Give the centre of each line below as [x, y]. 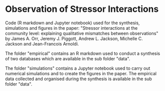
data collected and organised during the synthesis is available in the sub [79, 79]
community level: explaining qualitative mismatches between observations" [82, 33]
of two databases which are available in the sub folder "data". [68, 58]
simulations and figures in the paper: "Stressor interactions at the [71, 28]
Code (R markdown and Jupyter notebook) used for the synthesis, [72, 23]
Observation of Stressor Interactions [82, 9]
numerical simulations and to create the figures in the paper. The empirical [81, 73]
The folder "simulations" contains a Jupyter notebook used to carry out [78, 68]
